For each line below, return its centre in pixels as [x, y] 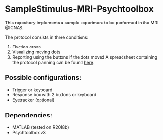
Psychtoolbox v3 [29, 132]
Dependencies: [29, 115]
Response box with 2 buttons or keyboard [54, 94]
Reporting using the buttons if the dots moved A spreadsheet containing [85, 57]
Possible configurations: [43, 78]
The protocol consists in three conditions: [47, 37]
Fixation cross [26, 47]
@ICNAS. [14, 27]
